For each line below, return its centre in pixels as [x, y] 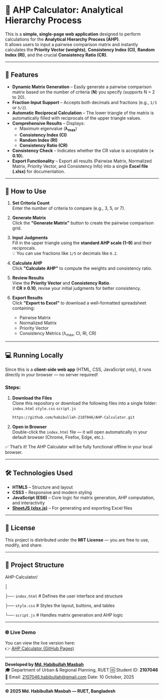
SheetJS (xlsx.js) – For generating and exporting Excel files [72, 508]
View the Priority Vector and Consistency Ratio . [61, 283]
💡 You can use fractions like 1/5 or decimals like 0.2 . [65, 253]
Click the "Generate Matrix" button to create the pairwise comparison [83, 223]
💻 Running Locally [34, 355]
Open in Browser [30, 427]
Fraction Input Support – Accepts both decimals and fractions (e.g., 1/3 [84, 102]
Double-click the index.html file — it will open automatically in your [80, 432]
